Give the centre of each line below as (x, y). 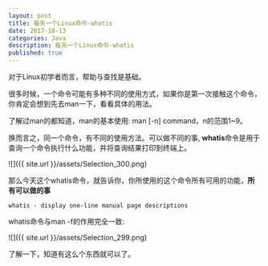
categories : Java (37, 38)
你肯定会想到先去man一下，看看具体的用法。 (82, 104)
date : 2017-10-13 (37, 30)
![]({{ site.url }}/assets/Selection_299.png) (78, 238)
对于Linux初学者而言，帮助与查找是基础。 (77, 77)
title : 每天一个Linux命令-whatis (61, 23)
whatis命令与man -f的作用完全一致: (66, 222)
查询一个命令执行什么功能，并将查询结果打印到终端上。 (99, 148)
